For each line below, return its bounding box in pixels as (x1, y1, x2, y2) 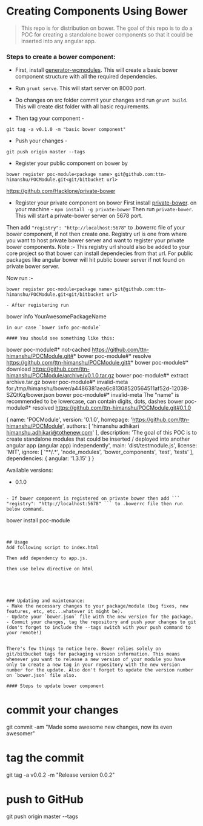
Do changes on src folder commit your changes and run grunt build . (15, 96, 188, 104)
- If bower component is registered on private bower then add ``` (6, 495, 181, 502)
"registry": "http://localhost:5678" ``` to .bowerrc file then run (6, 501, 183, 507)
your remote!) (6, 630, 42, 636)
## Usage (6, 539, 28, 545)
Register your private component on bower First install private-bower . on (15, 199, 197, 206)
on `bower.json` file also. (6, 673, 78, 679)
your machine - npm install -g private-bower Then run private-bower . (15, 206, 193, 213)
